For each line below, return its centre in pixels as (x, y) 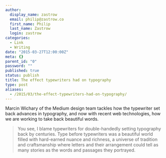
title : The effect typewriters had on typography (58, 80)
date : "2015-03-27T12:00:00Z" (37, 52)
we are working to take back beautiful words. (52, 119)
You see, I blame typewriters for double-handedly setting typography (89, 129)
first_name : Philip (30, 24)
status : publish (22, 75)
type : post (17, 85)
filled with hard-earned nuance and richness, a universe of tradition (88, 139)
